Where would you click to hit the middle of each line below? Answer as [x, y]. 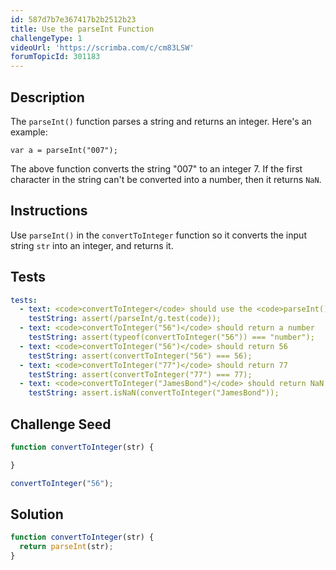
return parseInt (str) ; [66, 547]
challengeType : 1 [46, 38]
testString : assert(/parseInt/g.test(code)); [125, 319]
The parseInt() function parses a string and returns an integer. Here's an [161, 121]
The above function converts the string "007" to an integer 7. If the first [156, 168]
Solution [37, 514]
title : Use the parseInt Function [82, 29]
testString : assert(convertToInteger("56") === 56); [140, 356]
